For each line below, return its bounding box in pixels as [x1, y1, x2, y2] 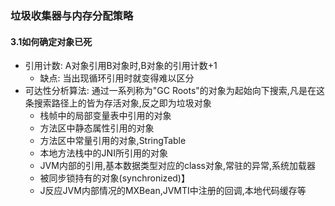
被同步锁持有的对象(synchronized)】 [39, 172, 190, 184]
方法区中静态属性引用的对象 [39, 122, 155, 134]
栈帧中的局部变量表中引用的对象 [39, 110, 172, 122]
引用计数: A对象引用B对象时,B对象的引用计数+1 [24, 60, 218, 72]
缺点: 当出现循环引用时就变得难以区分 [39, 72, 195, 84]
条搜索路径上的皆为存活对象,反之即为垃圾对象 [24, 97, 212, 109]
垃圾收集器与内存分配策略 [10, 8, 134, 22]
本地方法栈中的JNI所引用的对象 [39, 147, 168, 159]
